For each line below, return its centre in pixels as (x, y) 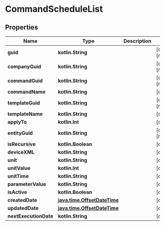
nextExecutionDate (30, 216)
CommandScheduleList (54, 9)
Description (137, 41)
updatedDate (23, 208)
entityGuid (20, 133)
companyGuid (25, 66)
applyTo (17, 122)
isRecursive (22, 144)
